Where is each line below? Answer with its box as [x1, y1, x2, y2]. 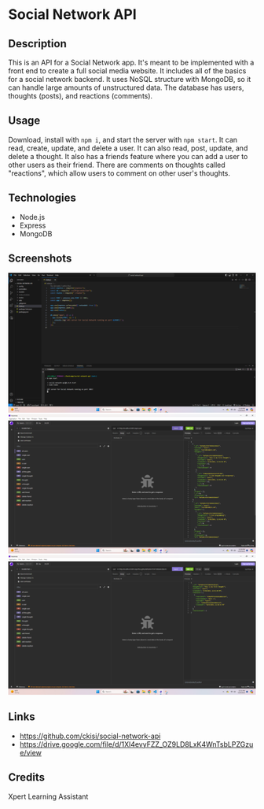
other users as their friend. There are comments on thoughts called [8, 160, 225, 169]
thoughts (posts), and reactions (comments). [8, 91, 153, 100]
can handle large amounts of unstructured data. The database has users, [8, 83, 244, 92]
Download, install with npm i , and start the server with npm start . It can [8, 135, 238, 144]
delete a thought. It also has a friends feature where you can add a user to [8, 151, 248, 161]
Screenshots [8, 252, 72, 265]
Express [19, 221, 46, 230]
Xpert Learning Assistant [8, 792, 89, 801]
